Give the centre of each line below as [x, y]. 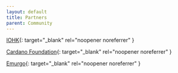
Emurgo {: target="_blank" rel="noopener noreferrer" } [73, 63]
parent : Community [29, 23]
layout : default [27, 12]
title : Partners [27, 17]
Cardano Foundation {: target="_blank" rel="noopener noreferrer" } [89, 52]
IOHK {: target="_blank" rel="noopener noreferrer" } [70, 40]
